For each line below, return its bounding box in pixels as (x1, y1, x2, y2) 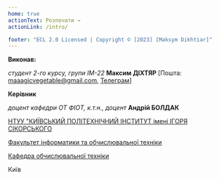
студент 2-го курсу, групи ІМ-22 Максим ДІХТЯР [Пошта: (8, 69, 182, 77)
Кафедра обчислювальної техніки (8, 152, 109, 160)
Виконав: (8, 55, 36, 64)
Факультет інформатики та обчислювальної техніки (8, 138, 162, 147)
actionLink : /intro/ (8, 23, 69, 30)
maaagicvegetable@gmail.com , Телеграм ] (8, 77, 132, 85)
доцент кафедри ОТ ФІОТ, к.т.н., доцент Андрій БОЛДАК (8, 103, 180, 112)
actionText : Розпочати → (8, 17, 81, 24)
